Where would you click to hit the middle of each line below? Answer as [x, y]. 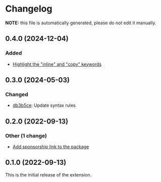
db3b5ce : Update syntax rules [44, 105]
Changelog [29, 9]
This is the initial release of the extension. [48, 174]
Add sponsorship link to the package [51, 147]
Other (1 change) [26, 135]
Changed [17, 94]
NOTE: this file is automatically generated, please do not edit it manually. [81, 23]
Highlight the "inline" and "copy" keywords [57, 64]
